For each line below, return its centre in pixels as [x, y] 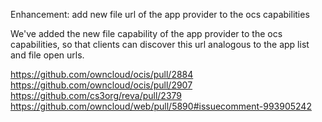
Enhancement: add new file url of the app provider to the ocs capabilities [160, 14]
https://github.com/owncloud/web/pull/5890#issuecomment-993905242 [161, 106]
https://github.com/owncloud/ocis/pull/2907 [101, 85]
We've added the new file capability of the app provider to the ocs [146, 33]
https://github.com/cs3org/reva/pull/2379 [96, 95]
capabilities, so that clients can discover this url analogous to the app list [160, 44]
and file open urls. [47, 55]
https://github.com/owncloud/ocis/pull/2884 [102, 74]
